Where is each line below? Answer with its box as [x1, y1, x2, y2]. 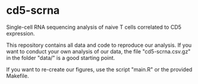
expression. [6, 29, 35, 37]
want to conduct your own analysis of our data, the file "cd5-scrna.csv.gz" [6, 47, 191, 55]
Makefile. [6, 72, 29, 79]
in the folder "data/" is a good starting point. [6, 54, 115, 61]
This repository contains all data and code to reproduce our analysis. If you [6, 41, 192, 49]
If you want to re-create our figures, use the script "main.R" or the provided [6, 65, 193, 73]
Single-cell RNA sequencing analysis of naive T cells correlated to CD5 [6, 23, 182, 31]
